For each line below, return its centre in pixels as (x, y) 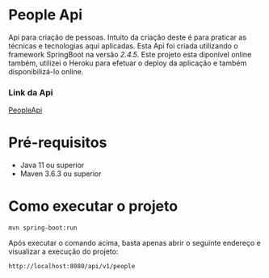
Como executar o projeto (93, 206)
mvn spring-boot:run (43, 228)
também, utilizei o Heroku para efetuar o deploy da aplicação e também (128, 63)
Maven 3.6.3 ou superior (61, 174)
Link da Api (31, 92)
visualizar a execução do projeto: (63, 251)
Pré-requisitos (58, 143)
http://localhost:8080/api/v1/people (72, 267)
